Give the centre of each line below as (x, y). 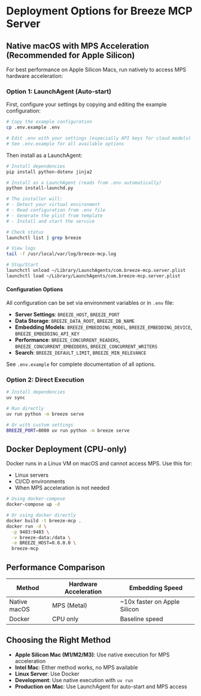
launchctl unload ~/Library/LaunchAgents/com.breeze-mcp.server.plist (96, 271)
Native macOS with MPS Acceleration (78, 46)
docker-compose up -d (33, 504)
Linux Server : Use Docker (47, 674)
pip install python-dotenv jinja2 (49, 172)
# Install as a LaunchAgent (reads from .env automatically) (84, 183)
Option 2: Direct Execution (45, 380)
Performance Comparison (56, 567)
